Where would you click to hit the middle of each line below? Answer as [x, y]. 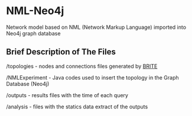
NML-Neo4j [35, 11]
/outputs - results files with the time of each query [67, 95]
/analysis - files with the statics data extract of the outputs [77, 107]
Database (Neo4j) [28, 84]
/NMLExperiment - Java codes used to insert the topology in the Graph [92, 77]
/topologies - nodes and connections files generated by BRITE [82, 66]
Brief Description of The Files [61, 52]
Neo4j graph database [33, 33]
